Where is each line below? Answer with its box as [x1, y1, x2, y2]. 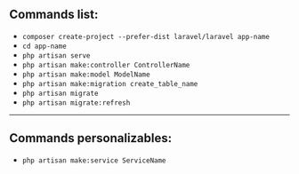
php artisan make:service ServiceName [21, 155, 166, 165]
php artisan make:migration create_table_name [21, 79, 198, 88]
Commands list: [9, 7, 99, 22]
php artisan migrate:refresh [21, 98, 131, 107]
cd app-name [21, 42, 67, 51]
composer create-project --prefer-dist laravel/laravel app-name [21, 32, 270, 41]
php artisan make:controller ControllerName [21, 60, 190, 69]
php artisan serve [21, 51, 91, 60]
